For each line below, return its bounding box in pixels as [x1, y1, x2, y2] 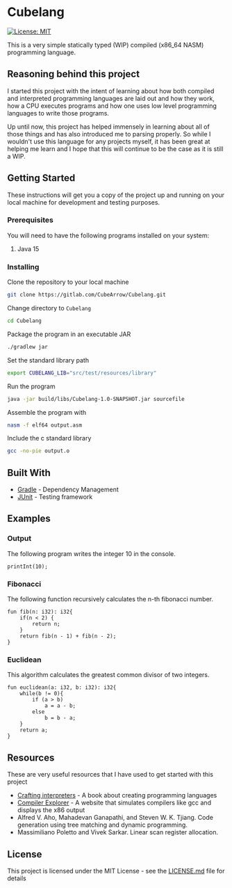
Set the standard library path [7, 356, 89, 364]
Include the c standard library [7, 434, 92, 443]
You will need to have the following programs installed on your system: [7, 231, 210, 239]
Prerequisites [7, 215, 53, 225]
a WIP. [7, 152, 26, 160]
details [7, 874, 26, 882]
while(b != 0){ [19, 690, 64, 697]
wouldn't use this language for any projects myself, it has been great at [7, 137, 210, 145]
